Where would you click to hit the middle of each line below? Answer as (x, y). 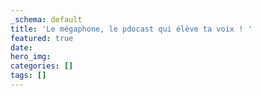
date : (21, 47)
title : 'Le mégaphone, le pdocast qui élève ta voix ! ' (131, 29)
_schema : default (46, 19)
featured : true (42, 38)
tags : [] (28, 76)
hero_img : (31, 57)
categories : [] (42, 66)
